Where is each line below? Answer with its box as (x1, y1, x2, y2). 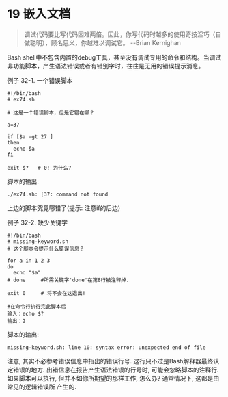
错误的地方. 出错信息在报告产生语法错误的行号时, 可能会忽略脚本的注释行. (12, 366, 219, 374)
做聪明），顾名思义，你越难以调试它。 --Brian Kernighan (23, 38, 181, 47)
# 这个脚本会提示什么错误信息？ (7, 245, 85, 252)
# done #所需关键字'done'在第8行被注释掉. (7, 277, 130, 283)
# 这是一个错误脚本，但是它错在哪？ (7, 109, 95, 116)
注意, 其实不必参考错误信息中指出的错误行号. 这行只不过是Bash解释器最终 (7, 357, 214, 365)
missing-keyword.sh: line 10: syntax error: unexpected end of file (7, 344, 206, 351)
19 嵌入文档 (7, 6, 71, 22)
